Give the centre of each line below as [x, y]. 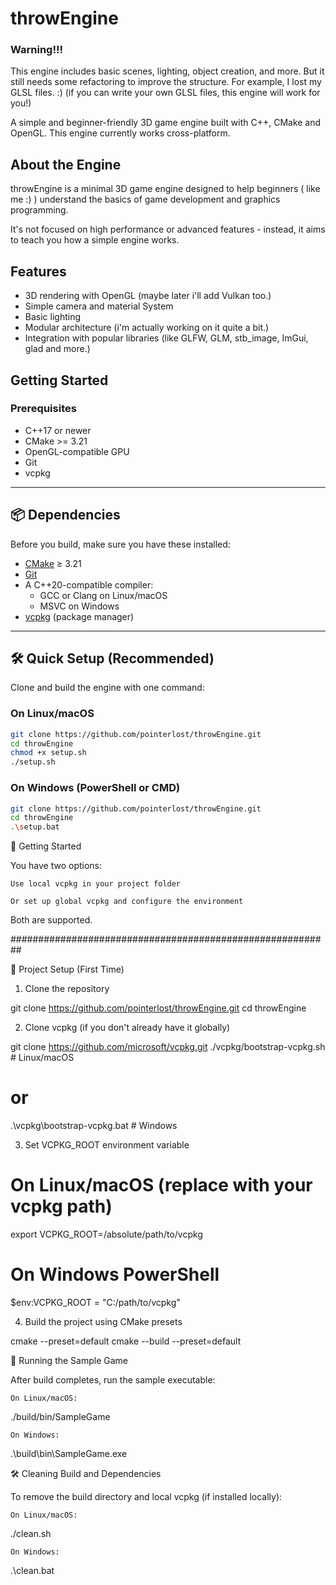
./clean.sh [31, 1533]
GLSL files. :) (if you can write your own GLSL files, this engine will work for [165, 93]
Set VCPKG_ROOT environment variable [107, 1145]
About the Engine [66, 164]
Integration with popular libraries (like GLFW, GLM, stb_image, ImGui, [166, 338]
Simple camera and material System [99, 306]
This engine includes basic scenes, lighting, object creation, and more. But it [167, 71]
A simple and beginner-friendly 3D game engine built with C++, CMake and [166, 123]
